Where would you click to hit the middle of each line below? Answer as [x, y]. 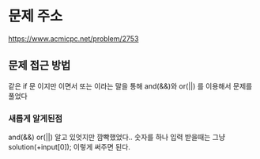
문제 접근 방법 [40, 65]
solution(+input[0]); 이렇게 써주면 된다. [69, 147]
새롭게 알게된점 [36, 118]
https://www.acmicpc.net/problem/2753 [73, 38]
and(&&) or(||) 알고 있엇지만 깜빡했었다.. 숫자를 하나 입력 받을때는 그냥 [117, 137]
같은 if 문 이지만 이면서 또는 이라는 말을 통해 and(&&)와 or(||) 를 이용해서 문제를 [130, 86]
